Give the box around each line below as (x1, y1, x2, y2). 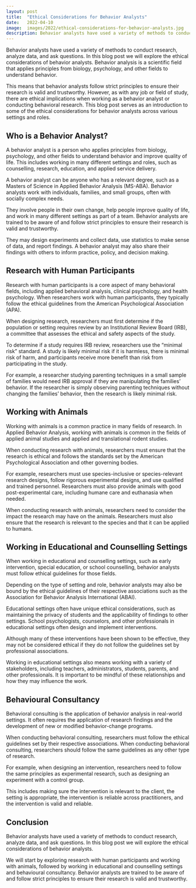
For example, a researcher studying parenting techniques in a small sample (6, 371, 187, 378)
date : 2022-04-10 (6, 19, 54, 25)
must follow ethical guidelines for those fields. (6, 570, 117, 577)
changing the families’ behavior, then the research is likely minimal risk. (6, 390, 177, 397)
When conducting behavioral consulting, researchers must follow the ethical (6, 734, 190, 741)
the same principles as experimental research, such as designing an (6, 770, 170, 777)
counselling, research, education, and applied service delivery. (6, 165, 157, 172)
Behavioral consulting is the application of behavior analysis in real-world (6, 710, 183, 718)
